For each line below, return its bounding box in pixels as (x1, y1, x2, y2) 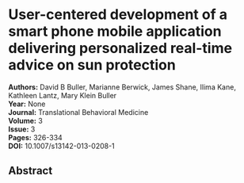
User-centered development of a (8, 6, 228, 24)
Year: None (8, 99, 46, 109)
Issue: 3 (8, 124, 36, 134)
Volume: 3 (8, 116, 44, 125)
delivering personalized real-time (8, 40, 232, 57)
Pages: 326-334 (8, 132, 63, 142)
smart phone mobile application (8, 22, 222, 40)
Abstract (8, 164, 53, 177)
